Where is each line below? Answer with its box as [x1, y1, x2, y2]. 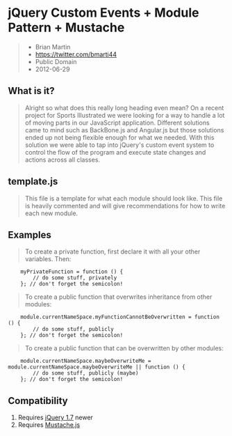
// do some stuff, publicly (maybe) [33, 370, 139, 377]
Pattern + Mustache [8, 20, 125, 36]
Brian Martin [35, 42, 71, 51]
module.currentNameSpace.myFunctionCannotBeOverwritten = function [20, 313, 219, 321]
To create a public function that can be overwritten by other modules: [24, 344, 224, 352]
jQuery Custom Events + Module [8, 5, 199, 21]
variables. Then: [24, 255, 72, 263]
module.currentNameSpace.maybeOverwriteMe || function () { [8, 364, 186, 371]
